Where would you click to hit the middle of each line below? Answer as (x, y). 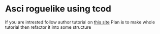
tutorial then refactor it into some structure (48, 27)
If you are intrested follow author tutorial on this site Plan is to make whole (80, 22)
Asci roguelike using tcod (58, 9)
